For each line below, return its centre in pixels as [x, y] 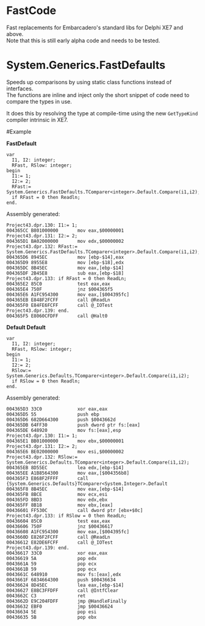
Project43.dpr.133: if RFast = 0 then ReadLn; [67, 278]
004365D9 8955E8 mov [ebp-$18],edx [65, 262]
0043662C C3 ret [46, 595]
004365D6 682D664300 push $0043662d [61, 419]
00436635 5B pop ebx [52, 617]
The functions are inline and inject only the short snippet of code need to [98, 95]
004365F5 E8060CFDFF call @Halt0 [57, 316]
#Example [19, 131]
